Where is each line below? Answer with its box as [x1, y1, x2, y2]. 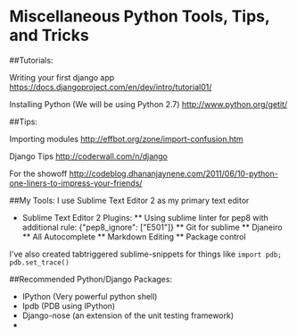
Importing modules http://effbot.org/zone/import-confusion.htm [9, 133, 243, 144]
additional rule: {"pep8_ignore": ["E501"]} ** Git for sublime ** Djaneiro [21, 222, 283, 232]
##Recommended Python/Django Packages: [9, 273, 172, 284]
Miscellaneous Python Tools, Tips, [9, 6, 270, 27]
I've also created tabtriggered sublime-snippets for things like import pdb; [9, 248, 283, 259]
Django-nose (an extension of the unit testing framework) [21, 310, 235, 321]
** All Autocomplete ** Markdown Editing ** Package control [21, 231, 247, 242]
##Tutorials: [9, 55, 54, 65]
